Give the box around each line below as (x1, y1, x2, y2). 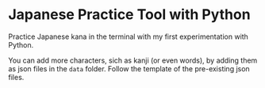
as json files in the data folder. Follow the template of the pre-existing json (8, 63, 250, 73)
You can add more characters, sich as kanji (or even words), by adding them (8, 55, 258, 65)
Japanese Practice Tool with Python (8, 6, 252, 24)
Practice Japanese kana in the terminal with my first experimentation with (8, 32, 248, 41)
